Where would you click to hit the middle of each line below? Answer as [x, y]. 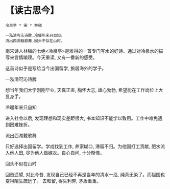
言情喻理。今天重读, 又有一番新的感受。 [56, 57]
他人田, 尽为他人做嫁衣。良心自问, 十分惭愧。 [57, 153]
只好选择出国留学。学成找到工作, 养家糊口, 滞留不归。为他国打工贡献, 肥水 [83, 146]
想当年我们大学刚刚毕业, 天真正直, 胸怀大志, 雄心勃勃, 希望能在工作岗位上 [82, 90]
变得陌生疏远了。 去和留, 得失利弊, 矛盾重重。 [53, 181]
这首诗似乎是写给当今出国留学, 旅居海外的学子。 [56, 68]
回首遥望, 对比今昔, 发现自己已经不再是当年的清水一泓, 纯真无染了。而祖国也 [85, 174]
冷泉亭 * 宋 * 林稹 [24, 25]
